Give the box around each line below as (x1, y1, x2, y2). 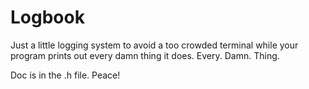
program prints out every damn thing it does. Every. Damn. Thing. (10, 49, 280, 61)
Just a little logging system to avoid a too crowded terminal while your (10, 39, 299, 51)
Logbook (10, 6, 85, 29)
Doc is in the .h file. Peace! (10, 69, 121, 81)
